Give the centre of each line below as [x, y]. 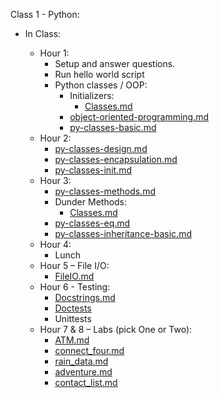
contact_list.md [86, 382]
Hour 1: [54, 53]
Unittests [73, 318]
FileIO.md [74, 276]
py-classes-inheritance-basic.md [123, 233]
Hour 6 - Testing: [75, 287]
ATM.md [72, 340]
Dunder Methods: [91, 202]
